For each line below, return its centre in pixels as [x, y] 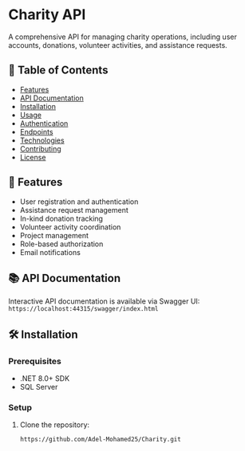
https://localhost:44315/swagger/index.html [83, 309]
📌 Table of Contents [58, 71]
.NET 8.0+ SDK [45, 378]
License [33, 157]
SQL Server [39, 387]
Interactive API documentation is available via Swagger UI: [104, 301]
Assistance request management [74, 210]
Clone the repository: [55, 425]
